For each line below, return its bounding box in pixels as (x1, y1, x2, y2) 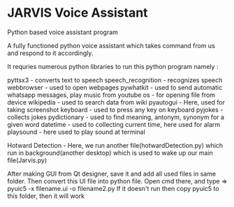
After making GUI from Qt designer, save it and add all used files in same (7, 169, 217, 178)
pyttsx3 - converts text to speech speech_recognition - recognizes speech (7, 75, 223, 84)
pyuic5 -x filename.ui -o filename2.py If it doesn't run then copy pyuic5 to (7, 184, 219, 192)
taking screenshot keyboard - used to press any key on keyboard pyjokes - (7, 105, 224, 114)
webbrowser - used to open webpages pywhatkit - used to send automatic (7, 83, 223, 91)
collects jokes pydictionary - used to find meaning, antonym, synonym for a (7, 113, 225, 121)
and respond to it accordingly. (7, 49, 94, 57)
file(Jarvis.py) (7, 155, 47, 164)
